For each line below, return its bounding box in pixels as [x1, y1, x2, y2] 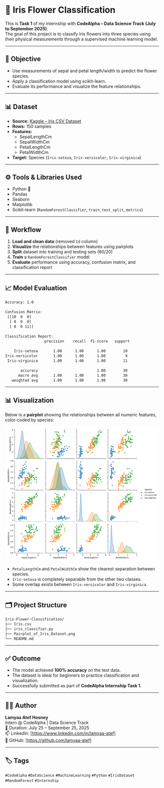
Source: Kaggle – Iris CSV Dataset [12, 118, 82, 124]
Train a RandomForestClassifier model [12, 254, 90, 260]
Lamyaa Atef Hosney [5, 714, 48, 720]
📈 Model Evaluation [5, 284, 67, 292]
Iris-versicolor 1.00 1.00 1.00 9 [5, 353, 128, 358]
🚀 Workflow [5, 226, 41, 234]
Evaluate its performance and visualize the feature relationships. [12, 83, 142, 89]
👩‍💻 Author [5, 702, 37, 710]
